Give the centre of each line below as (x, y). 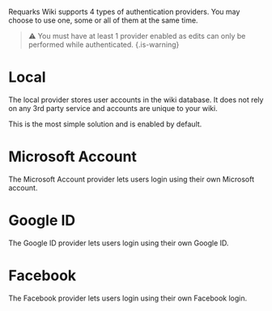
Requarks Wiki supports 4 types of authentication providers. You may (124, 12)
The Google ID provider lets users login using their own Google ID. (119, 243)
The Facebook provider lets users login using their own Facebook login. (128, 298)
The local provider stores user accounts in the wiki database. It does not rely (136, 100)
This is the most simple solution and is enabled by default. (105, 124)
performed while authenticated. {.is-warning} (104, 45)
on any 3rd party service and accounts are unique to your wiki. (113, 108)
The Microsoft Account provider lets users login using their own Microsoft (132, 179)
